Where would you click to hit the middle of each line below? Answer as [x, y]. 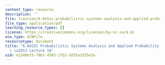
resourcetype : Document [29, 42]
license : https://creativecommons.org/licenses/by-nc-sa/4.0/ [70, 32]
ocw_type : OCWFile [24, 37]
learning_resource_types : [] [35, 28]
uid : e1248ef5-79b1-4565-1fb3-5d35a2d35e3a [50, 55]
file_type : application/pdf [34, 23]
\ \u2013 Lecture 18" [32, 50]
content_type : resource [29, 10]
